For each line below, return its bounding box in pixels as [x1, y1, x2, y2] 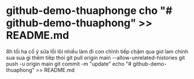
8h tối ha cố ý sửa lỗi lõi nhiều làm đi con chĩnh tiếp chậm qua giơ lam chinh [6, 48, 189, 55]
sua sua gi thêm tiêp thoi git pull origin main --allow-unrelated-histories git [6, 54, 185, 61]
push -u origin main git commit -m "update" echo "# [6, 60, 131, 67]
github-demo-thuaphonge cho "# [6, 4, 172, 17]
